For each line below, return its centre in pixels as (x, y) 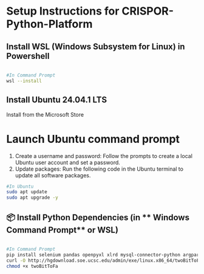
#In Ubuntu (20, 187)
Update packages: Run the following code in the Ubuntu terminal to (99, 169)
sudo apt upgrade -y (32, 198)
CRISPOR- (148, 11)
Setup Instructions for (63, 11)
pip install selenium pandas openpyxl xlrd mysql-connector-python (93, 255)
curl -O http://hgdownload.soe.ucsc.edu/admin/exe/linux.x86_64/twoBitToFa (104, 260)
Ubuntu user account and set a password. (67, 162)
